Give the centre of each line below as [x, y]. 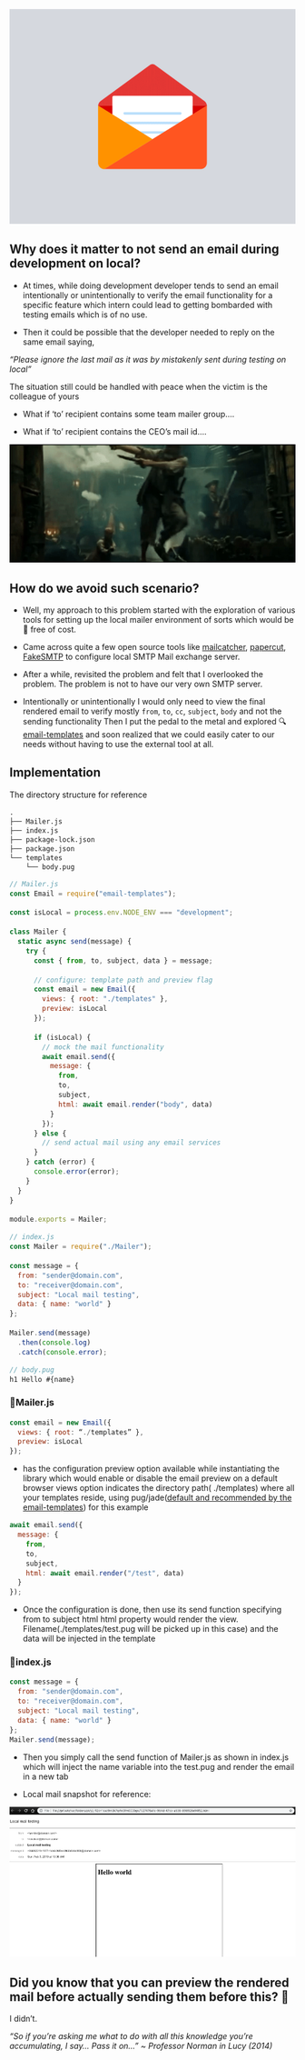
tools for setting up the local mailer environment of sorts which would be [158, 619]
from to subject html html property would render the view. [130, 1619]
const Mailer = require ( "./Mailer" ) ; [81, 1247]
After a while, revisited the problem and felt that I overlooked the [143, 674]
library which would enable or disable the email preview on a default [150, 1478]
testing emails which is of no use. [85, 315]
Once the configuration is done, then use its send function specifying [152, 1610]
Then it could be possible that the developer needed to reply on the [148, 332]
